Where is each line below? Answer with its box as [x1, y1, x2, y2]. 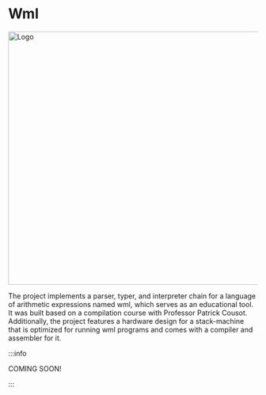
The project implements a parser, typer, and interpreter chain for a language [8, 291, 256, 301]
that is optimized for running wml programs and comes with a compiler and [8, 325, 253, 334]
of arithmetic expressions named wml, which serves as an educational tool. [8, 299, 254, 309]
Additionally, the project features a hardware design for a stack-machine [8, 316, 245, 325]
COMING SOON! [8, 363, 62, 373]
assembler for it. [8, 333, 62, 343]
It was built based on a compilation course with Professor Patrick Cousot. [8, 308, 248, 317]
